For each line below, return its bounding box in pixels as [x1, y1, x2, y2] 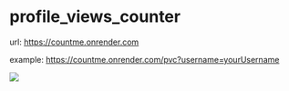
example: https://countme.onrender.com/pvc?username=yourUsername [9, 54, 280, 65]
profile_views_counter [9, 6, 181, 27]
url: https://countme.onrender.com [9, 36, 139, 47]
